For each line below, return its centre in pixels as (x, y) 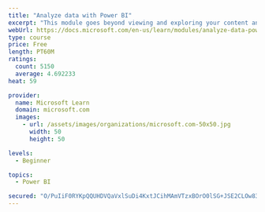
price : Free (28, 45)
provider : (24, 95)
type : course (30, 37)
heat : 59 (22, 81)
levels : (21, 153)
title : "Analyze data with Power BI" (70, 15)
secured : (22, 196)
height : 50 (47, 139)
